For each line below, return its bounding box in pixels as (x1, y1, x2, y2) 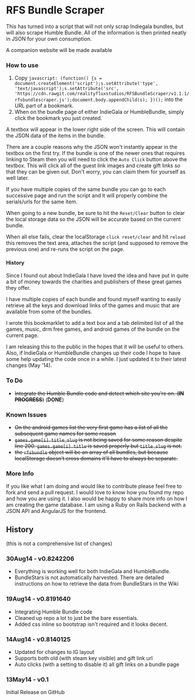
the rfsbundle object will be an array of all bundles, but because (14, 449, 169, 456)
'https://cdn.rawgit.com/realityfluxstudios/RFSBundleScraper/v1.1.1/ (14, 91, 190, 97)
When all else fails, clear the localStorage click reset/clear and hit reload (6, 233, 186, 240)
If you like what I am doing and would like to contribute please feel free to (6, 483, 182, 490)
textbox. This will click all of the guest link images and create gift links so (6, 162, 180, 169)
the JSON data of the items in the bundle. (6, 132, 105, 139)
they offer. (6, 285, 31, 292)
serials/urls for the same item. (6, 198, 77, 205)
